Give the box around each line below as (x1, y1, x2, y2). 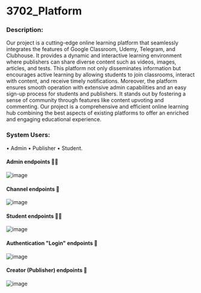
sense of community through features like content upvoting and (6, 97, 164, 104)
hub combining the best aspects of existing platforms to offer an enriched (6, 109, 189, 116)
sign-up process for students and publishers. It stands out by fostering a (6, 90, 186, 97)
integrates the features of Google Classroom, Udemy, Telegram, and (6, 46, 176, 53)
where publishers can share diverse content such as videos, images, (6, 58, 176, 65)
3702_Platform (6, 4, 82, 18)
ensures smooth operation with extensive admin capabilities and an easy (6, 84, 187, 91)
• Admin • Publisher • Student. (6, 144, 83, 151)
